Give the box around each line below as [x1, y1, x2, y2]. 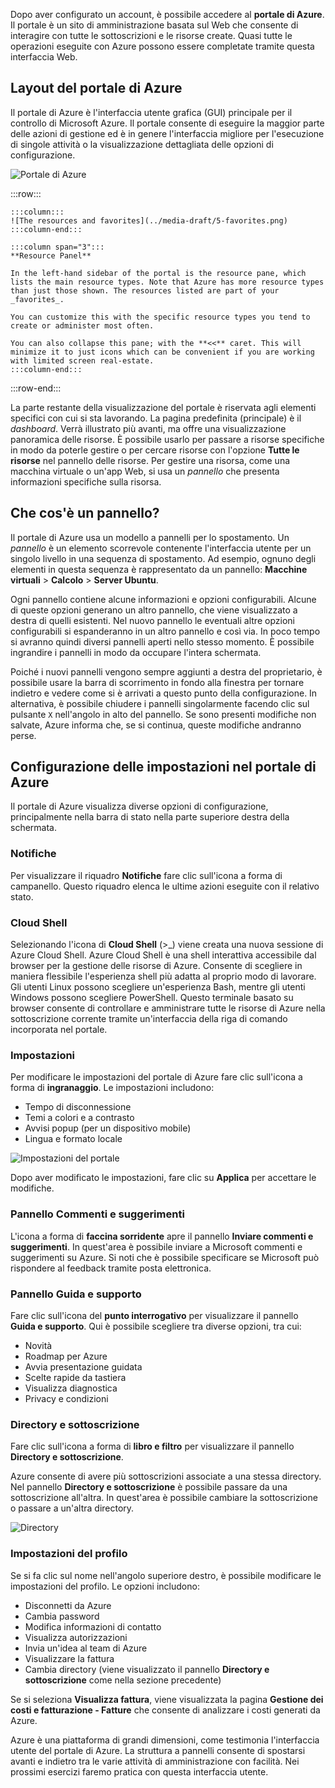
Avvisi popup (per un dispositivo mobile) [24, 1122, 192, 1134]
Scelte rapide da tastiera [24, 1371, 127, 1383]
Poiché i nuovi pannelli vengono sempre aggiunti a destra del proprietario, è [10, 665, 323, 678]
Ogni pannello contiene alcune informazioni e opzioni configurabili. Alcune [10, 593, 317, 605]
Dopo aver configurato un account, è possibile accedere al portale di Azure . [10, 9, 325, 20]
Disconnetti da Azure [24, 1599, 112, 1611]
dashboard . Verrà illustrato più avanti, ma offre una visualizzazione [10, 422, 287, 434]
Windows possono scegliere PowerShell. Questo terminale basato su [10, 992, 294, 1004]
